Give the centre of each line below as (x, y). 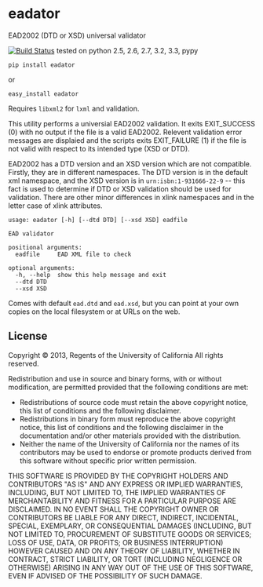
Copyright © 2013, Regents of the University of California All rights (116, 355)
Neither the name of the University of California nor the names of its (129, 443)
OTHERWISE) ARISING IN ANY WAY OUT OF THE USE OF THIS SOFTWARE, (131, 567)
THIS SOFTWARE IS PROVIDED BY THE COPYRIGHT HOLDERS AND (119, 476)
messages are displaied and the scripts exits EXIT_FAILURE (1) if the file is (128, 140)
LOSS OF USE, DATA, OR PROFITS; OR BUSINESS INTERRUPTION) (116, 542)
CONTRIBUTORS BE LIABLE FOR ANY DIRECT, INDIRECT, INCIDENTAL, (124, 517)
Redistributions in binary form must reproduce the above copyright (127, 419)
